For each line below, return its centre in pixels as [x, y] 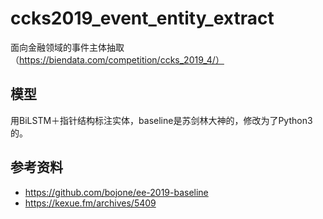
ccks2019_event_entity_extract [142, 18]
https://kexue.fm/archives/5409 [90, 203]
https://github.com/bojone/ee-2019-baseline [116, 192]
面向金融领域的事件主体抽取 [67, 47]
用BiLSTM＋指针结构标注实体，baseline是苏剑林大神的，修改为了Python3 [161, 120]
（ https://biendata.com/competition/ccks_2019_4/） [117, 59]
